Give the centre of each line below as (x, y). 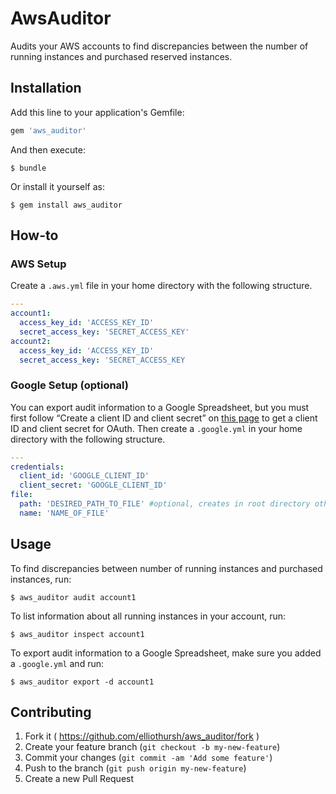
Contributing (51, 712)
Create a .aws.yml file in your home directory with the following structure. (161, 286)
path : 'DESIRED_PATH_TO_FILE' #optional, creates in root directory (165, 504)
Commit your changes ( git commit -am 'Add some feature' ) (148, 758)
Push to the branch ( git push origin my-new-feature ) (135, 768)
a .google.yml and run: (57, 663)
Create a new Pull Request (79, 779)
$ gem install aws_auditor (66, 205)
